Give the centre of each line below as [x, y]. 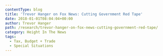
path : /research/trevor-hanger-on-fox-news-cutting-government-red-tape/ [82, 28]
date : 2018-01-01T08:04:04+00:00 [39, 19]
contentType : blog [24, 9]
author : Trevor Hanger [28, 23]
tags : [10, 37]
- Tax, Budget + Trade [32, 41]
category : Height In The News [36, 32]
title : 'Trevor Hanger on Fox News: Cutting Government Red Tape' [74, 14]
